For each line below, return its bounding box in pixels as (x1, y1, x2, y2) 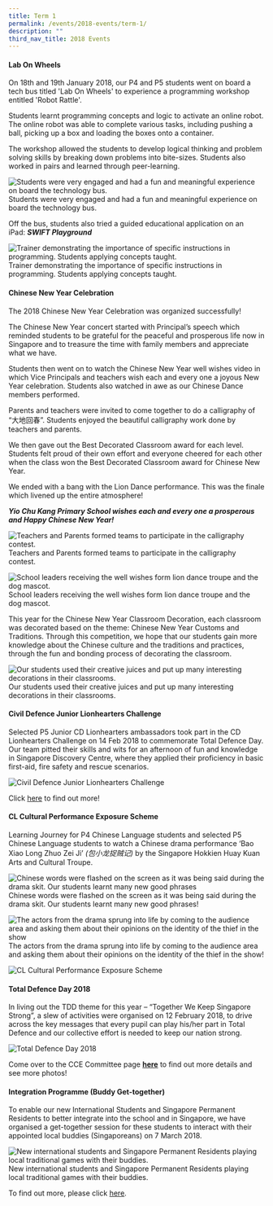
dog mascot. (8, 598, 51, 607)
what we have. (8, 348, 58, 357)
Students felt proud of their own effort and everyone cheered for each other (8, 449, 262, 458)
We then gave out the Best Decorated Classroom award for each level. (8, 440, 244, 450)
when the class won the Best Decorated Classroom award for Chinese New (8, 457, 261, 467)
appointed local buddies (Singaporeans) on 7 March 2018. (8, 1131, 202, 1141)
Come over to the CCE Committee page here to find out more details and (8, 1059, 253, 1069)
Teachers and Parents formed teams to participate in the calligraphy (8, 547, 236, 558)
